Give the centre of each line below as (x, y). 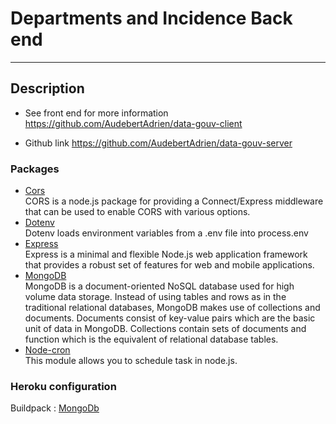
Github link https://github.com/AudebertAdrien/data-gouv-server (158, 143)
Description (47, 88)
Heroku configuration (63, 386)
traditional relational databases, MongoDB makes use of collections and (172, 308)
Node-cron (47, 350)
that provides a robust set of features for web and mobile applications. (169, 265)
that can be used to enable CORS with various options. (137, 212)
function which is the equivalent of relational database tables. (151, 339)
